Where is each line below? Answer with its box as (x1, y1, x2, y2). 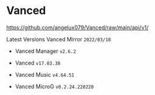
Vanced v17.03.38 (15, 59, 61, 66)
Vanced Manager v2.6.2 (15, 47, 77, 55)
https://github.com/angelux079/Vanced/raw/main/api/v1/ (6, 24, 149, 31)
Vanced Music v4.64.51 (15, 71, 75, 78)
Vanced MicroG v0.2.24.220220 (15, 83, 94, 90)
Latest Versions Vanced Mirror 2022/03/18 (6, 35, 111, 43)
